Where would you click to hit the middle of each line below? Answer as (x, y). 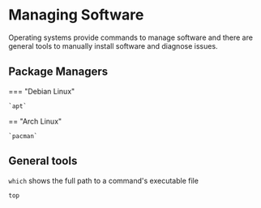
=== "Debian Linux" (42, 91)
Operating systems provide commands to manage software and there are (131, 37)
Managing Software (76, 15)
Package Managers (58, 72)
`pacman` (23, 136)
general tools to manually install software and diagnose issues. (113, 45)
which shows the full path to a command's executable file (103, 180)
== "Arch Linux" (35, 121)
